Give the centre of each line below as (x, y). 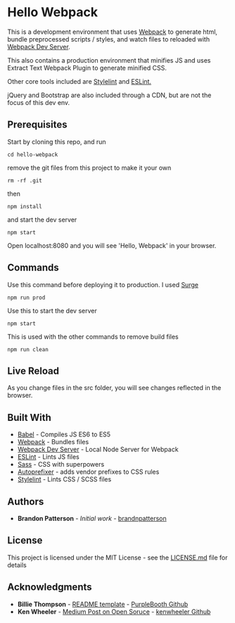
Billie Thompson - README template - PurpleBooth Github (103, 604)
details (17, 565)
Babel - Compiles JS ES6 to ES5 (64, 434)
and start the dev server (42, 220)
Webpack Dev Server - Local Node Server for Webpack (98, 449)
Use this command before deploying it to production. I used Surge (103, 284)
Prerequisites (37, 125)
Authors (26, 502)
